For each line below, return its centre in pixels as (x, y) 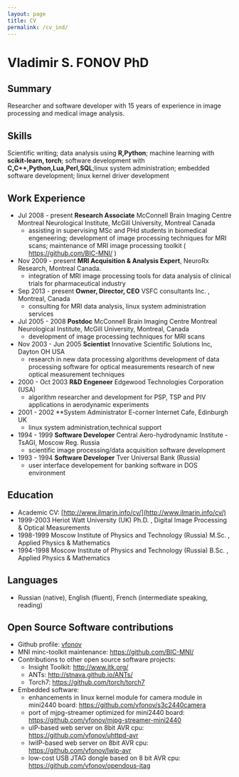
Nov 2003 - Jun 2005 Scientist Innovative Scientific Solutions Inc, (115, 344)
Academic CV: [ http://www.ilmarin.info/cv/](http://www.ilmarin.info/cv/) (122, 512)
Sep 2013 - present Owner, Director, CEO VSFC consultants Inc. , (113, 291)
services (41, 314)
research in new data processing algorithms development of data (124, 359)
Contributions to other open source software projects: (96, 659)
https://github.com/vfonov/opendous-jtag (89, 766)
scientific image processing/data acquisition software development (127, 450)
